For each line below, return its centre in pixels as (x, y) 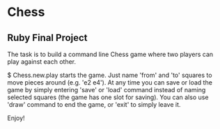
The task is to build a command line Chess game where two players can (110, 54)
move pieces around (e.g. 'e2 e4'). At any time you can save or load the (110, 83)
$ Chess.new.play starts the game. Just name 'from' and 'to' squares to (110, 75)
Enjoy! (16, 118)
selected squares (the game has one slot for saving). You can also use (108, 97)
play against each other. (42, 62)
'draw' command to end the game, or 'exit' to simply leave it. (94, 104)
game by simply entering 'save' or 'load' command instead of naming (107, 90)
